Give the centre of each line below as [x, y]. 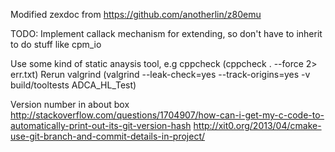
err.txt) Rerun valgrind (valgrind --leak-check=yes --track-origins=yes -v [160, 74]
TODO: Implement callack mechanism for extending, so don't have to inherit [166, 33]
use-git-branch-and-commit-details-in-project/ [108, 136]
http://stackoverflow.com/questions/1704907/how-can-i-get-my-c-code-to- [167, 115]
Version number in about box [70, 104]
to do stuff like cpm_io [56, 44]
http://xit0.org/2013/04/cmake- [257, 125]
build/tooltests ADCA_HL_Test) [73, 85]
